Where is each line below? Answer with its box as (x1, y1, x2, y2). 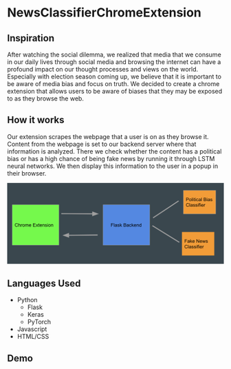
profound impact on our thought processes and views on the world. (7, 65, 199, 73)
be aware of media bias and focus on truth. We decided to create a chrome (7, 80, 220, 87)
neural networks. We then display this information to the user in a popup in (7, 162, 219, 170)
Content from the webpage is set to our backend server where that (7, 140, 197, 148)
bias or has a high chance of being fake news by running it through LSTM (7, 154, 215, 162)
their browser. (7, 169, 47, 177)
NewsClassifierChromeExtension (7, 5, 201, 21)
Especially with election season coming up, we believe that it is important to (7, 72, 222, 81)
